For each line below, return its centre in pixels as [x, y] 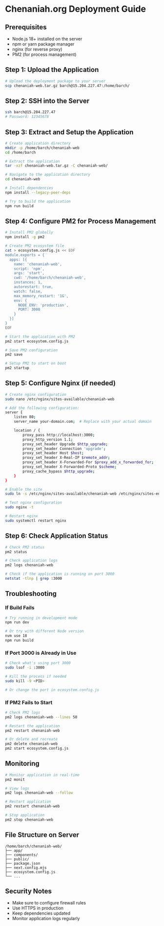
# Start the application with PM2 [40, 336]
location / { [27, 430]
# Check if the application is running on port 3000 [60, 574]
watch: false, [28, 291]
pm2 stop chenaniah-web [29, 819]
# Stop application [25, 815]
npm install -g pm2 [25, 237]
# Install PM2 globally [29, 233]
